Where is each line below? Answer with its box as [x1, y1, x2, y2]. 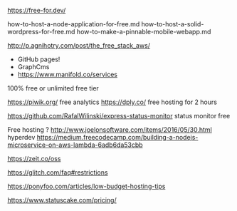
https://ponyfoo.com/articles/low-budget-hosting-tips [7, 182, 166, 190]
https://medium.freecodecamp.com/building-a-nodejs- [36, 133, 199, 141]
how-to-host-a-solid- [141, 20, 204, 28]
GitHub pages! [17, 55, 60, 63]
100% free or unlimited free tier [7, 84, 100, 92]
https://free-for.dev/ [7, 6, 66, 14]
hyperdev [7, 133, 36, 141]
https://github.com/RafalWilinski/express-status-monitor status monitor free [7, 112, 231, 120]
